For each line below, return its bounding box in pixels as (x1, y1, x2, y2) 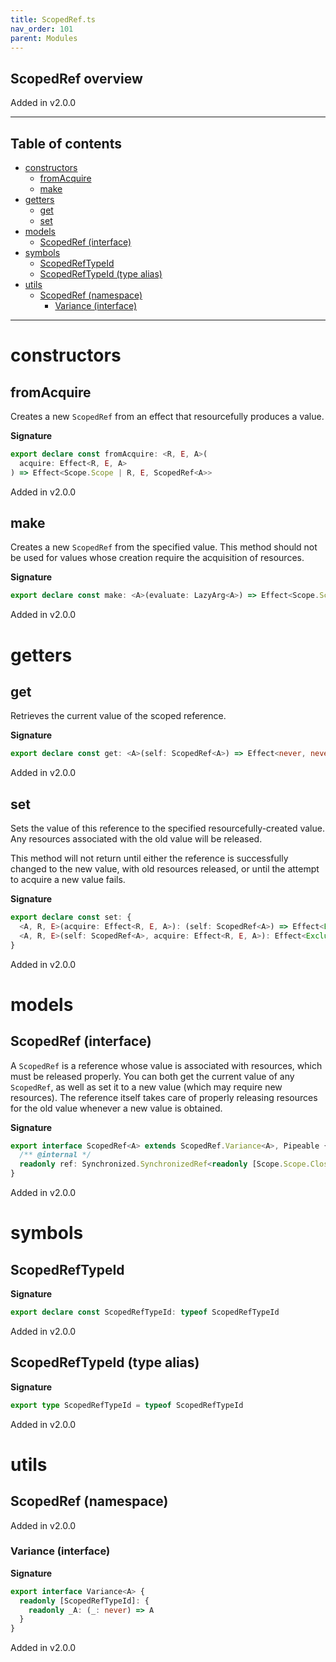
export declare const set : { (10, 912, 132, 922)
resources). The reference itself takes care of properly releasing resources (10, 1091, 318, 1103)
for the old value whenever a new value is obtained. (10, 1102, 223, 1114)
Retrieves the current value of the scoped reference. (10, 710, 227, 722)
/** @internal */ (19, 1150, 92, 1160)
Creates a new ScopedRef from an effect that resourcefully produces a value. (10, 411, 325, 422)
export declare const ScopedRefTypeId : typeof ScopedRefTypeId (10, 1307, 280, 1317)
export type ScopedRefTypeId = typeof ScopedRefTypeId (10, 1400, 244, 1410)
